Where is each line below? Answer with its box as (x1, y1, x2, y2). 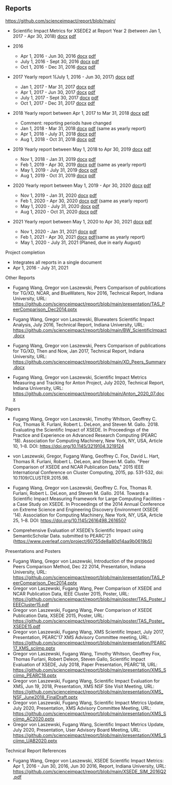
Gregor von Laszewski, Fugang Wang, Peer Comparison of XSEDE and (12, 585, 162, 591)
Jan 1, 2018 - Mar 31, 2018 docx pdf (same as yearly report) (20, 125, 146, 131)
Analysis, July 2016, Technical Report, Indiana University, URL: (12, 321, 145, 327)
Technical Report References (5, 748, 67, 754)
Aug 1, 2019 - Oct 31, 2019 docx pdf (20, 172, 96, 178)
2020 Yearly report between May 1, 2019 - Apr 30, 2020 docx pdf (12, 182, 151, 189)
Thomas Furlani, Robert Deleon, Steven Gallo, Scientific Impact (12, 656, 145, 662)
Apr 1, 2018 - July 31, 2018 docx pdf (20, 131, 96, 137)
